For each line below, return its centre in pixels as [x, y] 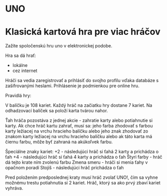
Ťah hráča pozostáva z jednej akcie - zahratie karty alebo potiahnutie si [79, 120]
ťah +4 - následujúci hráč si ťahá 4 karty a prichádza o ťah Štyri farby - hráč [84, 157]
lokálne [20, 66]
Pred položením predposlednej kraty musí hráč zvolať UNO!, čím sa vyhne [81, 177]
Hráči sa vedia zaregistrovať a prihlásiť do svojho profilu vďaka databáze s [82, 81]
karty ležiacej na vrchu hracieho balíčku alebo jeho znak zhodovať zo [77, 131]
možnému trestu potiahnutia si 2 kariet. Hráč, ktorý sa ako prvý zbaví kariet [83, 183]
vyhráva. [14, 188]
